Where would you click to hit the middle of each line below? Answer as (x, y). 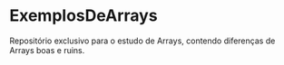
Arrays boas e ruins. (47, 50)
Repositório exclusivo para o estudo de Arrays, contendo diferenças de (142, 41)
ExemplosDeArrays (83, 16)
